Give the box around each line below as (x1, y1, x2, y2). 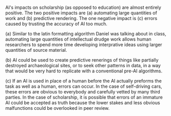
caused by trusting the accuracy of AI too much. (5, 21, 108, 27)
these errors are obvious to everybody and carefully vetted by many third (5, 89, 160, 94)
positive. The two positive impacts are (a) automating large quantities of (5, 10, 158, 16)
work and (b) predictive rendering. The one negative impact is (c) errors (5, 15, 158, 21)
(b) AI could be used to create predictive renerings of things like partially (5, 57, 159, 63)
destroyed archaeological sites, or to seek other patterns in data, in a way (5, 63, 161, 68)
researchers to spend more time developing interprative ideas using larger (5, 42, 163, 48)
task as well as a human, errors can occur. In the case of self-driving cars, (5, 83, 162, 89)
